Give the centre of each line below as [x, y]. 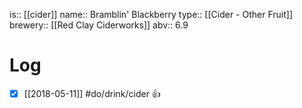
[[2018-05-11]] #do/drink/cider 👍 [92, 93]
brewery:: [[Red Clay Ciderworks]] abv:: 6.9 [99, 25]
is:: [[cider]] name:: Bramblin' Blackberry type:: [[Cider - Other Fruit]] [151, 14]
